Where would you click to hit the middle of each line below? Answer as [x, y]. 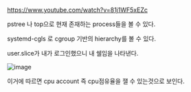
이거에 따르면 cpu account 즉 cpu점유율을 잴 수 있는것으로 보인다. [96, 81]
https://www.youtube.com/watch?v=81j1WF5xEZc [77, 10]
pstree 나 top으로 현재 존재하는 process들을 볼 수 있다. [81, 24]
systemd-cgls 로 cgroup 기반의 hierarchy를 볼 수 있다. [82, 38]
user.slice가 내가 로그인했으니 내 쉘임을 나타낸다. [73, 53]
